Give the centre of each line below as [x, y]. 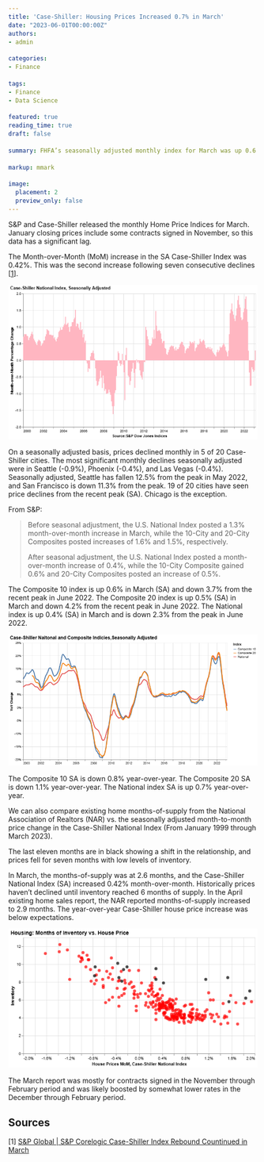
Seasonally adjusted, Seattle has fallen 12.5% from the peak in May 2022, [128, 477]
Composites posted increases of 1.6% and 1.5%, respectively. [128, 541]
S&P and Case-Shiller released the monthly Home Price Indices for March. [129, 224]
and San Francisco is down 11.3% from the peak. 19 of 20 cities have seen [128, 485]
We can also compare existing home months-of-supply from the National [127, 811]
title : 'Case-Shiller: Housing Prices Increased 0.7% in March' [116, 17]
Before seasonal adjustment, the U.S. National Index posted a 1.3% [136, 524]
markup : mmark [32, 167]
